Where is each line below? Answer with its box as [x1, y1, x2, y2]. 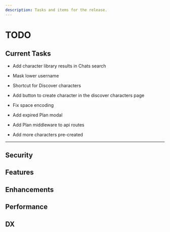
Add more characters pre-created [12, 131, 83, 137]
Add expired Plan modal [12, 112, 63, 118]
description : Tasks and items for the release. [5, 7, 108, 13]
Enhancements [5, 185, 54, 194]
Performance [5, 203, 48, 211]
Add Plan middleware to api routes [12, 122, 84, 128]
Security [5, 151, 33, 160]
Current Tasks [5, 49, 51, 58]
